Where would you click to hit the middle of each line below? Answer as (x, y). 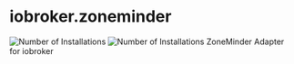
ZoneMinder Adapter (245, 41)
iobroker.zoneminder (91, 17)
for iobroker (31, 50)
